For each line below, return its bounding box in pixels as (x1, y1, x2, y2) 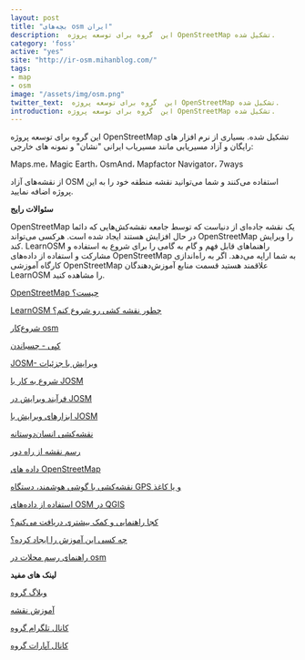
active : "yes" (10, 47, 65, 56)
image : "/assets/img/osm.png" (10, 89, 126, 98)
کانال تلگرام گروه (10, 623, 69, 634)
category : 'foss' (10, 38, 76, 48)
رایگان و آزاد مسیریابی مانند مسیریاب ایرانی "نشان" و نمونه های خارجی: (10, 141, 254, 152)
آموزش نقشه (10, 604, 56, 615)
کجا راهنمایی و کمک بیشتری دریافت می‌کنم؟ (10, 516, 158, 528)
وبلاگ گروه (10, 587, 47, 598)
